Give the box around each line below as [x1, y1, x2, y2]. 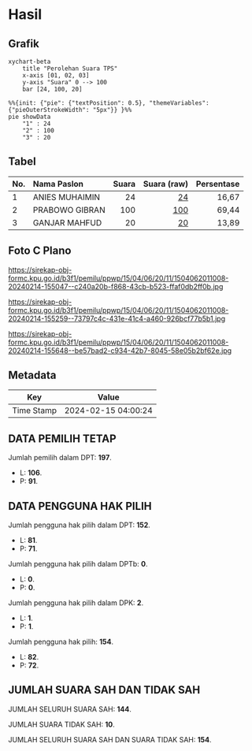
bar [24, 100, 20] [22, 85, 83, 93]
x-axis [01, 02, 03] [22, 72, 90, 80]
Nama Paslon [32, 178, 84, 189]
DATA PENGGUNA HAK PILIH [8, 499, 152, 513]
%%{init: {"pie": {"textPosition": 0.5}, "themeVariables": [8, 99, 210, 107]
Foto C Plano [8, 244, 72, 258]
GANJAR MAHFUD [32, 217, 102, 228]
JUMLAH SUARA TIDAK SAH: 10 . [8, 719, 116, 729]
